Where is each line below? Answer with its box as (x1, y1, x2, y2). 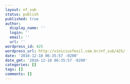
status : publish (5, 12, 39, 17)
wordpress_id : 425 (5, 44, 43, 49)
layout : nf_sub (5, 7, 37, 12)
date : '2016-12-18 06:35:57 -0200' (5, 53, 79, 58)
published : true (5, 16, 39, 21)
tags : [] (5, 67, 23, 72)
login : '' (9, 30, 30, 35)
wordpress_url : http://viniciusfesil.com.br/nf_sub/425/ (5, 48, 126, 53)
